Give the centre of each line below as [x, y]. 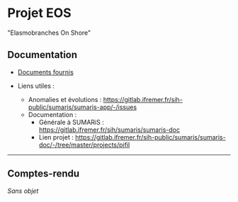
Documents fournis [46, 72]
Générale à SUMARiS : [71, 122]
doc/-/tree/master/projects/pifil [84, 145]
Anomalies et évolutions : [65, 99]
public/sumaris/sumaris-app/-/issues [82, 107]
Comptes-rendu [44, 174]
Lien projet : [56, 137]
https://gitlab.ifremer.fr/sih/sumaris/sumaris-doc [109, 130]
